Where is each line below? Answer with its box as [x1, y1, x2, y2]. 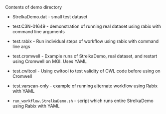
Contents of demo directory [5, 4, 62, 10]
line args [12, 44, 30, 49]
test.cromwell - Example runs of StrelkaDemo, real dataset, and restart [12, 53, 158, 59]
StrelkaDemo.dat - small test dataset [12, 14, 88, 19]
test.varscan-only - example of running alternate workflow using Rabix [12, 83, 158, 89]
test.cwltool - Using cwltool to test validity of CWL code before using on [12, 68, 161, 74]
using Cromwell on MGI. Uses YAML [12, 58, 87, 64]
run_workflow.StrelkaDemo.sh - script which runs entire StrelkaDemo [12, 98, 154, 104]
